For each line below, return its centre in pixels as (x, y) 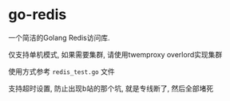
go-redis (38, 15)
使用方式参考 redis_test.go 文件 (61, 71)
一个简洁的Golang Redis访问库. (59, 37)
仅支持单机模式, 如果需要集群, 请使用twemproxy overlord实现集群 (115, 54)
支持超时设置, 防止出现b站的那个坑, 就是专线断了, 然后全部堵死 (111, 88)
